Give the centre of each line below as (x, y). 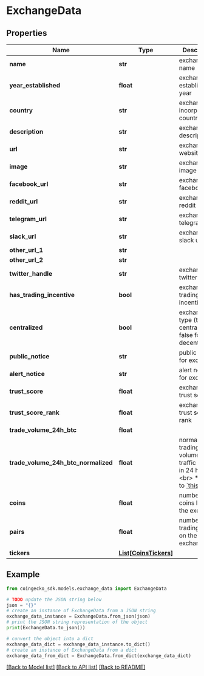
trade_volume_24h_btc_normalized (61, 463)
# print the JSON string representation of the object (77, 622)
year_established (35, 85)
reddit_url (24, 201)
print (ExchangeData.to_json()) (46, 628)
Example (23, 575)
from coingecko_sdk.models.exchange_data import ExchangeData (87, 589)
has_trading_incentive (42, 295)
